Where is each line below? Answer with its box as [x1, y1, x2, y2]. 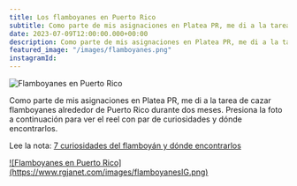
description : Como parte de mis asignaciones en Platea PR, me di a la [9, 37, 278, 47]
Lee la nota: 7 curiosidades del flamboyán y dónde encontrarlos [9, 140, 241, 151]
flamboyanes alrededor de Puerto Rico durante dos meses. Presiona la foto [9, 105, 283, 115]
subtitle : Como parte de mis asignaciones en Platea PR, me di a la [9, 21, 267, 30]
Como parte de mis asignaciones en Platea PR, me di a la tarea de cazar [9, 95, 271, 106]
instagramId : [9, 54, 57, 63]
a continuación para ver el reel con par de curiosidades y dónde [9, 114, 243, 124]
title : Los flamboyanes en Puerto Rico [9, 12, 156, 22]
